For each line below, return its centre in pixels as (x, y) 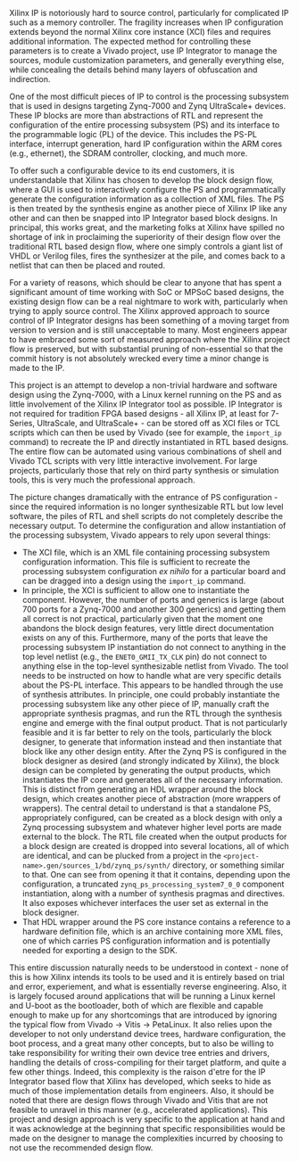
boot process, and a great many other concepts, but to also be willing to (141, 1043)
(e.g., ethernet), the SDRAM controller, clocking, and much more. (129, 153)
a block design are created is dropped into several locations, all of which (155, 846)
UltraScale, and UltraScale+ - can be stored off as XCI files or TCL (159, 423)
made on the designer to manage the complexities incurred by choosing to (146, 1138)
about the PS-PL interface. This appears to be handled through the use (153, 685)
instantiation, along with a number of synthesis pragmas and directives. (154, 894)
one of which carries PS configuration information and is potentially (146, 941)
